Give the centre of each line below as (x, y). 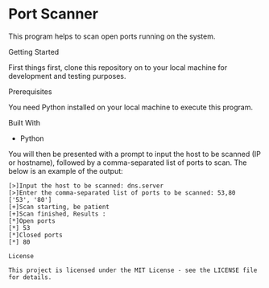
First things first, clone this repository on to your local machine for (118, 67)
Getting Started (34, 51)
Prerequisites (30, 91)
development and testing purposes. (67, 76)
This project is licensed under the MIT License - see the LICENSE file (133, 270)
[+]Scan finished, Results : (57, 214)
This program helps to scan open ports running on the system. (112, 36)
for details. (30, 277)
